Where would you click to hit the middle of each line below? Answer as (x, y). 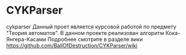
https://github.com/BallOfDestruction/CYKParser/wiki (72, 46)
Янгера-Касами (26, 39)
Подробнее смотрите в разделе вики (95, 39)
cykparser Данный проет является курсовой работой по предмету (91, 27)
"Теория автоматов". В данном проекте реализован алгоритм (85, 33)
